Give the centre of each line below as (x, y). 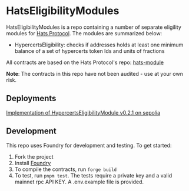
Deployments (31, 98)
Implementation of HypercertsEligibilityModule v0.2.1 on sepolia (83, 112)
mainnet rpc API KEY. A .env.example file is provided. (79, 182)
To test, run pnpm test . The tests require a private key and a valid (93, 175)
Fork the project (34, 156)
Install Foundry (33, 163)
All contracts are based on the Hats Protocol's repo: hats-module (85, 62)
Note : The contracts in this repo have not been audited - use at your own (95, 73)
